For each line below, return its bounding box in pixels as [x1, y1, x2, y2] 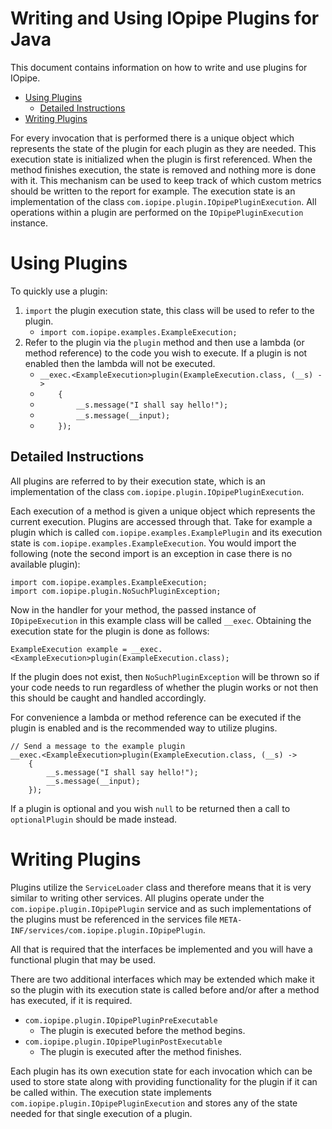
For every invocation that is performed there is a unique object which [10, 132, 295, 144]
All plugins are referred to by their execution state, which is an [10, 475, 266, 487]
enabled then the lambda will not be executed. [24, 357, 216, 369]
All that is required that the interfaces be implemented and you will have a [10, 943, 313, 955]
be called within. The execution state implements [10, 1086, 212, 1098]
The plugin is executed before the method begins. [39, 1024, 246, 1036]
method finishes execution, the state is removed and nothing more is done [10, 163, 317, 176]
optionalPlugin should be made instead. [10, 813, 178, 825]
